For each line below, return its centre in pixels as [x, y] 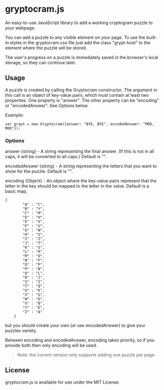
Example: [14, 115]
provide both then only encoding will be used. [51, 345]
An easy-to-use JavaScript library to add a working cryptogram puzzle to [79, 23]
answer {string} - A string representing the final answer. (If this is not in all [80, 151]
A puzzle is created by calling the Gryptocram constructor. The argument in [81, 90]
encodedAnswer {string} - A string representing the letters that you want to [81, 166]
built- [152, 37]
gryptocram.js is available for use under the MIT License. [62, 382]
